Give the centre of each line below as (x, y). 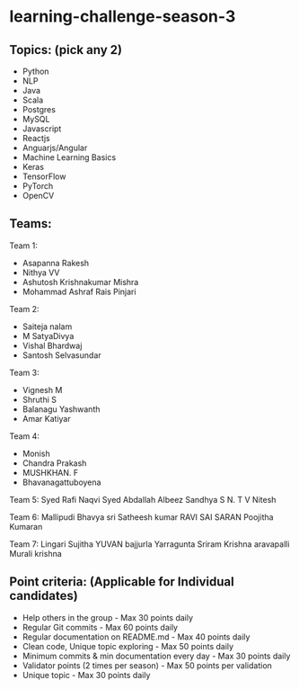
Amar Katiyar (46, 418)
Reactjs (36, 138)
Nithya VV (41, 273)
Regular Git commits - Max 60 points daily (100, 627)
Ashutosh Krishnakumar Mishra (80, 282)
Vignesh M (42, 389)
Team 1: (24, 246)
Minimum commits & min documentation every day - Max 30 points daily (156, 656)
